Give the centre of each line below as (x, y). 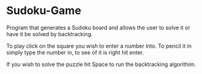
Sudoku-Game (44, 11)
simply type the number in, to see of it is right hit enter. (75, 52)
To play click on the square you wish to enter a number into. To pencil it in (99, 46)
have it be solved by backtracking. (49, 34)
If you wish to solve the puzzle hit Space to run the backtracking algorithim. (101, 64)
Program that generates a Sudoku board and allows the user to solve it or (98, 28)
